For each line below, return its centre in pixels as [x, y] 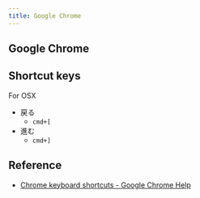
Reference [35, 165]
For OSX [22, 95]
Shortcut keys [45, 76]
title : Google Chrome [45, 16]
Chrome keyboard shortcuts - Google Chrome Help [106, 185]
